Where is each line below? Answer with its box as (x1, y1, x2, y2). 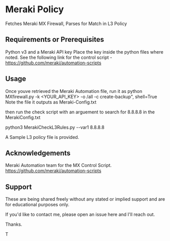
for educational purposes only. (5, 202, 70, 208)
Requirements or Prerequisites (5, 35, 104, 44)
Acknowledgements (5, 149, 71, 157)
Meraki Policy (5, 4, 64, 15)
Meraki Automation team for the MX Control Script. (5, 162, 112, 168)
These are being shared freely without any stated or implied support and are (5, 196, 165, 202)
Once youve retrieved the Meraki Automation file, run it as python (5, 88, 143, 94)
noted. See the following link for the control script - (5, 54, 112, 60)
